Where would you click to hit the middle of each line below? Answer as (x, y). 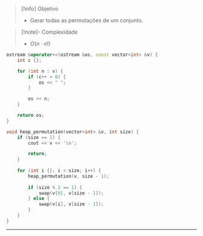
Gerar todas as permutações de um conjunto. (87, 20)
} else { (39, 199)
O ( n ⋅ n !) (40, 44)
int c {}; (30, 60)
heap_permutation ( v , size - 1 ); (69, 176)
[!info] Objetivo (40, 9)
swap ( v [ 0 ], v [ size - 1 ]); (71, 193)
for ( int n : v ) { (40, 71)
